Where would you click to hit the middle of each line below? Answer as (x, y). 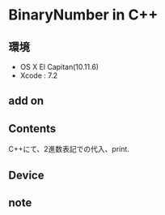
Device (26, 175)
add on (26, 101)
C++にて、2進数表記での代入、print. (69, 149)
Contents (32, 129)
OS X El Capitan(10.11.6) (59, 67)
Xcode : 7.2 (39, 75)
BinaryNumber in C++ (83, 15)
